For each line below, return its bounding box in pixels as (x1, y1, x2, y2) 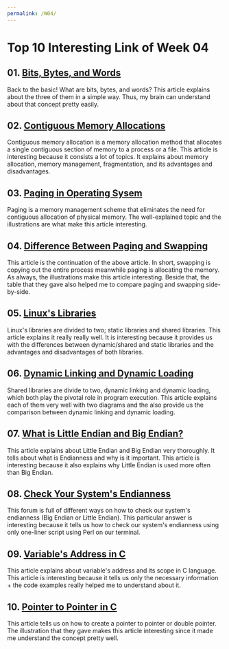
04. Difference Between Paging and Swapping (7, 240, 208, 252)
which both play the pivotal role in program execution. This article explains (7, 393, 217, 401)
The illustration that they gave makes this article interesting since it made (7, 626, 214, 635)
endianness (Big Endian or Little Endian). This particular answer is (7, 513, 193, 522)
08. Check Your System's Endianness (7, 488, 171, 500)
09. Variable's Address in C (7, 548, 126, 560)
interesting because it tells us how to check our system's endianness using (7, 521, 219, 529)
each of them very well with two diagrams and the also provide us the (7, 401, 204, 409)
